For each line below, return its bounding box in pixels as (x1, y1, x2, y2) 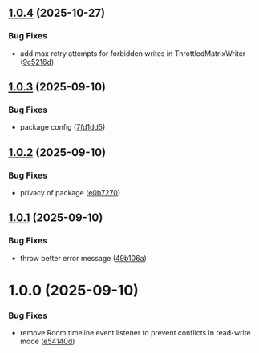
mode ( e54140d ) (19, 336, 75, 347)
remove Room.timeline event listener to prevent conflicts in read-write (19, 328, 251, 338)
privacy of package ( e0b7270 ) (19, 188, 121, 198)
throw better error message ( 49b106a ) (19, 253, 147, 263)
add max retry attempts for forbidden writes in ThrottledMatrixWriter (19, 48, 246, 58)
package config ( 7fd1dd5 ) (19, 122, 106, 132)
